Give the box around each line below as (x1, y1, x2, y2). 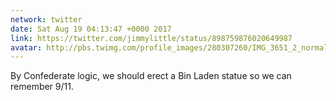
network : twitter (10, 14, 83, 25)
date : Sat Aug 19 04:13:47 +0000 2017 (10, 24, 172, 34)
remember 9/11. (10, 81, 74, 93)
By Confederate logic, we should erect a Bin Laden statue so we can (10, 70, 292, 82)
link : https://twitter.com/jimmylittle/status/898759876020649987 (10, 33, 293, 43)
